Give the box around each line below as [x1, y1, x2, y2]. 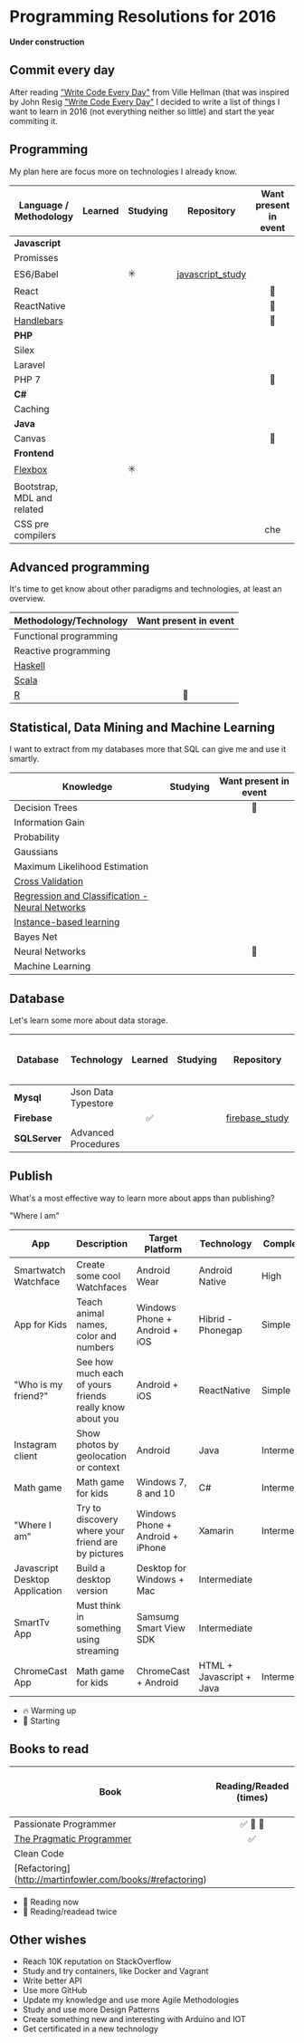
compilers [14, 528, 57, 541]
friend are [76, 1536, 119, 1548]
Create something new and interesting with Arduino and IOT [22, 2014, 246, 2025]
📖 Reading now [22, 1896, 80, 1907]
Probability [14, 831, 61, 843]
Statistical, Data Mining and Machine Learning [9, 719, 276, 735]
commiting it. [9, 115, 59, 126]
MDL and [14, 491, 52, 504]
